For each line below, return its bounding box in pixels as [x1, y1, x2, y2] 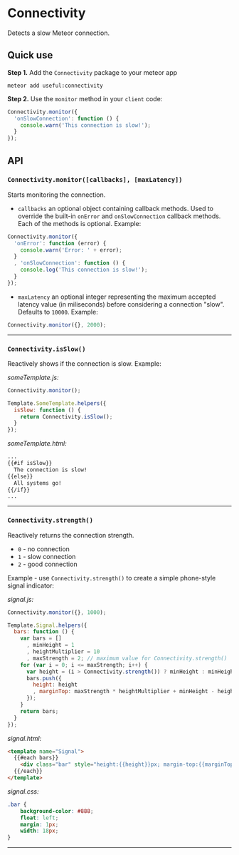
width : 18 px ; [20, 827, 59, 835]
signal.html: [7, 734, 42, 742]
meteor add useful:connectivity [7, 82, 103, 89]
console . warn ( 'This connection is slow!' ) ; [20, 121, 152, 129]
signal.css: [7, 787, 39, 796]
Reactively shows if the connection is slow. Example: [7, 359, 162, 368]
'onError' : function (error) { [14, 240, 107, 247]
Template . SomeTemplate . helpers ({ [7, 399, 107, 407]
